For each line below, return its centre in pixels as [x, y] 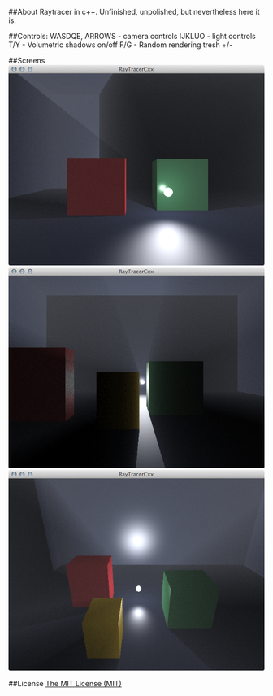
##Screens [27, 61]
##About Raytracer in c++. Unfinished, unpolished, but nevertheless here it [134, 12]
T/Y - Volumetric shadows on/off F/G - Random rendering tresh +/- [121, 45]
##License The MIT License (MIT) [65, 683]
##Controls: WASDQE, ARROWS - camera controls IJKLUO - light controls [132, 36]
